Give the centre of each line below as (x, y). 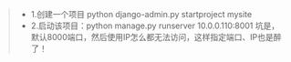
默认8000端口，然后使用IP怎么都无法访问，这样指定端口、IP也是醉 (156, 37)
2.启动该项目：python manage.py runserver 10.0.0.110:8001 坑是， (155, 26)
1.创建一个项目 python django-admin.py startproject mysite (141, 14)
